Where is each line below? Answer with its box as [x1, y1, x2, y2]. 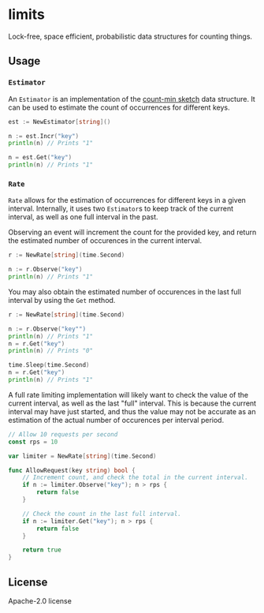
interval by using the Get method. [8, 295, 116, 305]
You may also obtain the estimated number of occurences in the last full [8, 286, 242, 297]
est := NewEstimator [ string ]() [8, 118, 111, 125]
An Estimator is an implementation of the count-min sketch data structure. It [8, 94, 256, 103]
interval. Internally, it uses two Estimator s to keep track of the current [8, 204, 234, 214]
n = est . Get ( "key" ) [8, 154, 73, 162]
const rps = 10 [8, 438, 58, 446]
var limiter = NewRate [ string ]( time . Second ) [8, 452, 157, 460]
